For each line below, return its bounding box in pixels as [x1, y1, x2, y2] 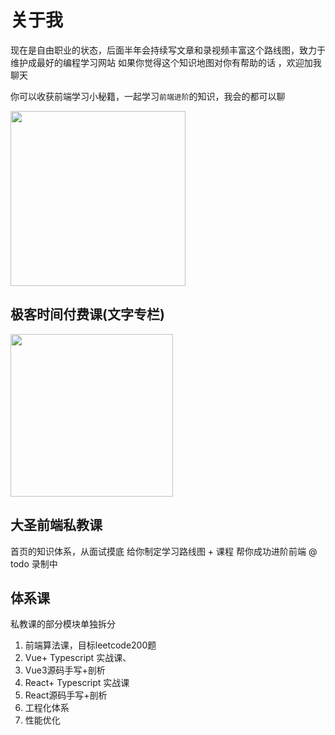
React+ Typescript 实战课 [24, 677, 130, 689]
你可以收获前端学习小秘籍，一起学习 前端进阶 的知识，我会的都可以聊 [10, 90, 286, 102]
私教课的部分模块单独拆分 [10, 618, 116, 630]
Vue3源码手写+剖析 [24, 664, 106, 676]
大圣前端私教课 [10, 517, 103, 534]
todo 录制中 [10, 557, 58, 570]
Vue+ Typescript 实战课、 [24, 652, 132, 664]
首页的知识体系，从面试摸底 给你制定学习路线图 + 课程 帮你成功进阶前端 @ [10, 545, 318, 557]
